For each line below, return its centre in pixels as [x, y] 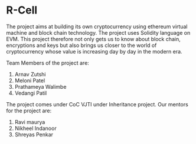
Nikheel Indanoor [36, 128]
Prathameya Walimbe [40, 86]
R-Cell [22, 10]
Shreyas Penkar [34, 134]
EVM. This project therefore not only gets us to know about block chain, [94, 39]
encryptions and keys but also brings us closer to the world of [81, 45]
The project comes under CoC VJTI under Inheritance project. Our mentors [97, 104]
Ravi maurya [30, 122]
